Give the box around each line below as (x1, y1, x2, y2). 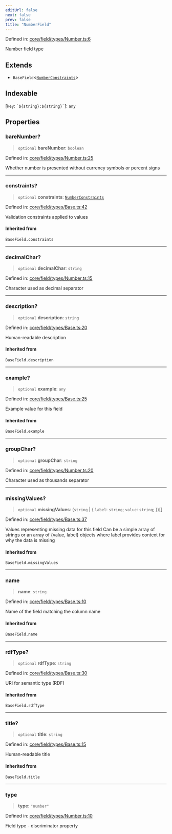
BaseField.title (5, 774, 40, 780)
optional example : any (17, 386, 66, 392)
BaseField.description (5, 357, 54, 362)
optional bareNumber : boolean (17, 145, 84, 151)
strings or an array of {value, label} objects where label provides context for (5, 532, 165, 538)
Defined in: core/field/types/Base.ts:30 (5, 670, 88, 676)
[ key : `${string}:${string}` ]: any (5, 103, 76, 109)
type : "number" (17, 803, 50, 809)
